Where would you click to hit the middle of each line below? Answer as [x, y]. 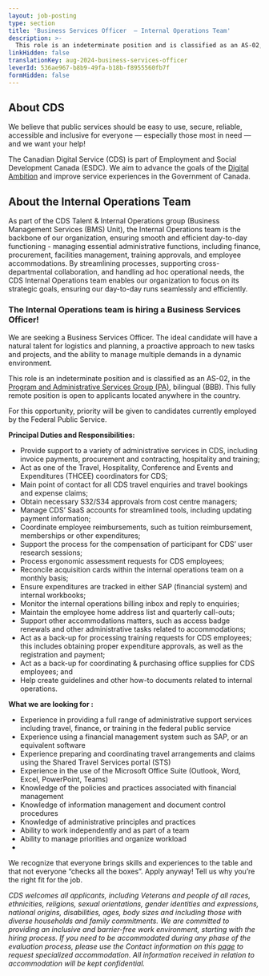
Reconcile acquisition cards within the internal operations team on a [132, 569]
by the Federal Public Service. [58, 419]
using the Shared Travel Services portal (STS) [95, 762]
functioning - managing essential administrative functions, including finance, [134, 247]
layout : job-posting [43, 16]
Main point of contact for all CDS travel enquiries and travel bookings [134, 484]
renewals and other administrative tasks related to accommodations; [133, 629]
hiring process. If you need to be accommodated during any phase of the [129, 938]
